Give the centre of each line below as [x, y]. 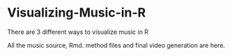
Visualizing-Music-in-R [77, 13]
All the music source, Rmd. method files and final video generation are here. [116, 45]
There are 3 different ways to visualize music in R [78, 32]
